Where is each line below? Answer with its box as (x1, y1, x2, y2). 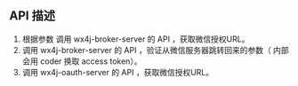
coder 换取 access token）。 (39, 56, 142, 66)
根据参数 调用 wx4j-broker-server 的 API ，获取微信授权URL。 (21, 34, 250, 44)
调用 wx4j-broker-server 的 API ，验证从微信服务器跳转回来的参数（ (21, 44, 271, 55)
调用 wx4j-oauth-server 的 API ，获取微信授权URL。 (21, 66, 214, 77)
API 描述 (9, 8, 56, 24)
